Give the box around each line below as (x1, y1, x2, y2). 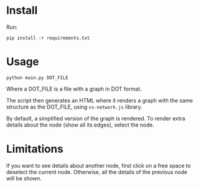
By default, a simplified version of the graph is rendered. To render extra (6, 114, 185, 122)
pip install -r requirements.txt (6, 35, 90, 41)
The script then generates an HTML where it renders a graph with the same (6, 96, 194, 104)
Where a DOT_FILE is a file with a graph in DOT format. (6, 85, 142, 92)
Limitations (6, 142, 64, 156)
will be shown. (6, 174, 42, 182)
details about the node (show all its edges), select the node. (6, 121, 155, 128)
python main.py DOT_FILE (6, 74, 69, 81)
